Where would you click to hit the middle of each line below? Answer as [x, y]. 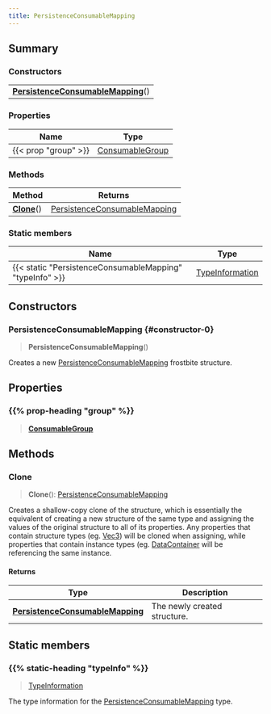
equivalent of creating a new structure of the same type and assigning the [131, 519]
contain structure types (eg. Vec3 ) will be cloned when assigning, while [127, 536]
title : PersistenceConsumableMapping [72, 16]
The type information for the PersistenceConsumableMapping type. [121, 701]
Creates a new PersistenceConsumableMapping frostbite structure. [120, 362]
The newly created [187, 607]
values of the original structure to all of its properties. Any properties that [129, 527]
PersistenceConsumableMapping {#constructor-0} [111, 330]
